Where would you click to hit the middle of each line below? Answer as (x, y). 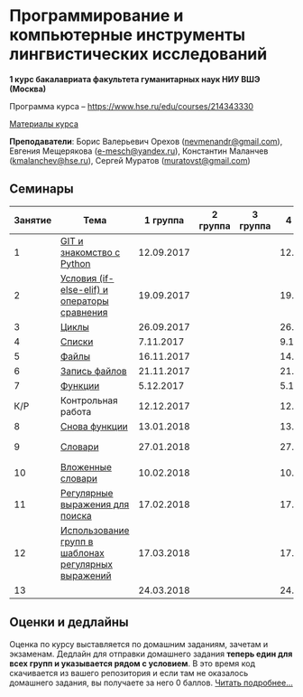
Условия (78, 278)
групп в (77, 542)
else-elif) (80, 289)
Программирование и (96, 16)
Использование (95, 530)
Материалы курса (44, 124)
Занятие (33, 220)
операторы (85, 301)
